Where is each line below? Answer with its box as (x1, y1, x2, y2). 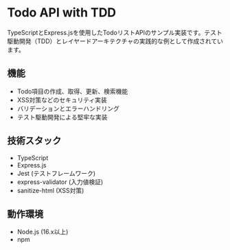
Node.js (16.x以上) (16, 228, 69, 236)
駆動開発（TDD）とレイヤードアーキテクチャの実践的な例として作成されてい (7, 36, 224, 45)
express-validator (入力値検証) (16, 177, 104, 186)
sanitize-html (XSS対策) (16, 186, 84, 194)
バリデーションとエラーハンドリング (16, 104, 120, 113)
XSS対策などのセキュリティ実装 (16, 95, 108, 104)
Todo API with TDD (7, 5, 117, 21)
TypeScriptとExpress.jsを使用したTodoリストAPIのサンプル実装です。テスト (7, 28, 222, 36)
